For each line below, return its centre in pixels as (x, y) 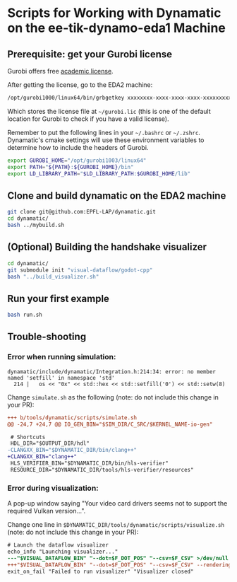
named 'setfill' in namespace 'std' (61, 378)
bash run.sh (25, 315)
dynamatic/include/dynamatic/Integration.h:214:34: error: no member (112, 372)
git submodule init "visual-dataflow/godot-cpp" (80, 270)
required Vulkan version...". (47, 511)
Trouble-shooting (47, 337)
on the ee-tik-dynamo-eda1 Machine (116, 28)
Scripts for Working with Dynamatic (114, 13)
